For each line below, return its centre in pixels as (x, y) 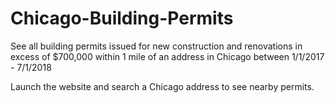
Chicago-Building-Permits (122, 18)
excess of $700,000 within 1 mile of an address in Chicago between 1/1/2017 (167, 56)
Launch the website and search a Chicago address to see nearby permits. (162, 86)
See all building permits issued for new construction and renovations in (156, 46)
